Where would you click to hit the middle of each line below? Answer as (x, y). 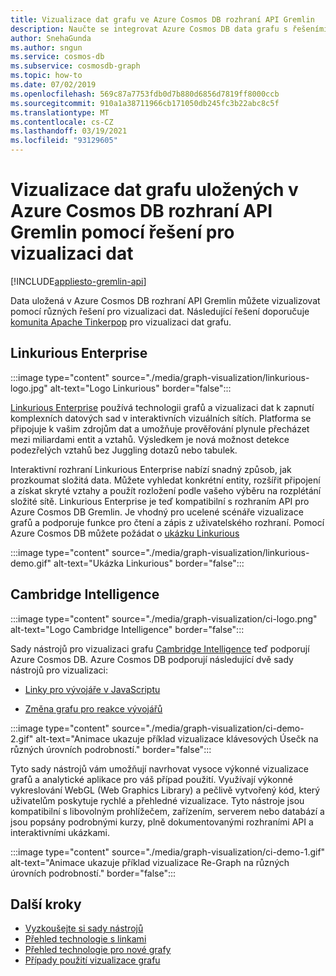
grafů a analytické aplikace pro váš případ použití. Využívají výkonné (152, 779)
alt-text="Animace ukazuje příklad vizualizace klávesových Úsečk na (177, 738)
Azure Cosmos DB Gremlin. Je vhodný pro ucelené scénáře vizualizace (157, 512)
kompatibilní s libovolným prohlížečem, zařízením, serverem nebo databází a (167, 811)
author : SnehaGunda (51, 38)
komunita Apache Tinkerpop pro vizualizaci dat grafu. (121, 322)
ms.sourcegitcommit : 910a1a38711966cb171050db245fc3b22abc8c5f (145, 103)
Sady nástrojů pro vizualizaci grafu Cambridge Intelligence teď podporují (160, 648)
